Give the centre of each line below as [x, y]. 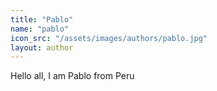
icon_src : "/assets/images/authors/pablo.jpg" [109, 38]
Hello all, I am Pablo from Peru [72, 76]
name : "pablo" [40, 29]
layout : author [42, 47]
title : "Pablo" [42, 19]
